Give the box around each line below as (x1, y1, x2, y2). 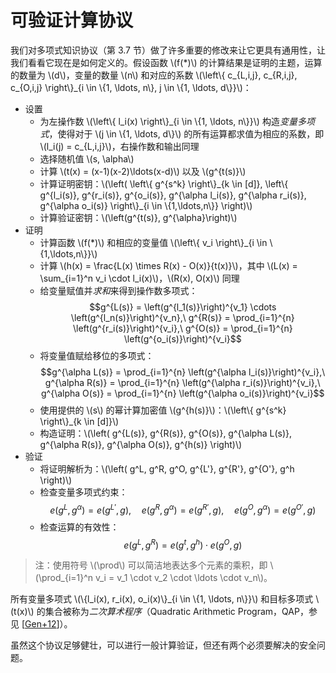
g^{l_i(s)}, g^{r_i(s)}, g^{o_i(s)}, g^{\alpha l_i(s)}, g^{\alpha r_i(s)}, (39, 189, 307, 201)
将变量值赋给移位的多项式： (39, 349, 155, 361)
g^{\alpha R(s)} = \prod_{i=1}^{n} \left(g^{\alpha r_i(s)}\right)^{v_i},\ (44, 376, 321, 388)
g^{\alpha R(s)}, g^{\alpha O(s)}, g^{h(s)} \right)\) (39, 438, 243, 450)
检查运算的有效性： (39, 521, 120, 533)
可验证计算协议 (10, 9, 134, 32)
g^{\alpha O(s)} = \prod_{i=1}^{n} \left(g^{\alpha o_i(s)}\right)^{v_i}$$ (41, 387, 325, 399)
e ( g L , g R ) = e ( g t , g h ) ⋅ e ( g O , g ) (123, 537, 243, 551)
